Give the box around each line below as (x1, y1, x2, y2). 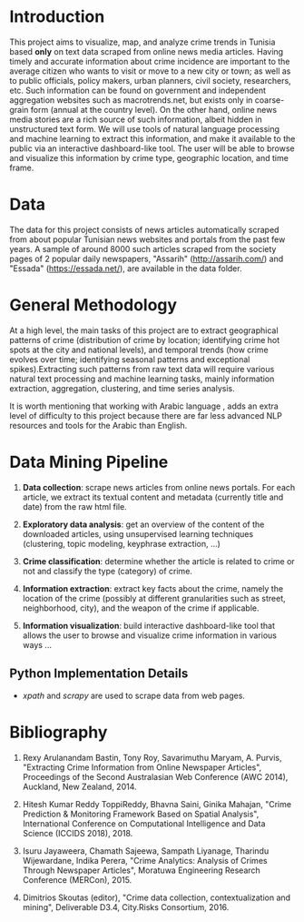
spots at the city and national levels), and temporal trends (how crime (9, 344, 270, 355)
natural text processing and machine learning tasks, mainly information (9, 373, 275, 384)
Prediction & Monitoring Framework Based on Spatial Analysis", (22, 808, 260, 819)
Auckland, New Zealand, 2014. (22, 781, 138, 792)
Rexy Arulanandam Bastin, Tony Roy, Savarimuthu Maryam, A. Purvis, (22, 752, 283, 763)
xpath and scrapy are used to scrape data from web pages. (22, 690, 245, 701)
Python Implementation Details (9, 666, 189, 682)
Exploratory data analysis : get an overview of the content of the (22, 519, 265, 530)
